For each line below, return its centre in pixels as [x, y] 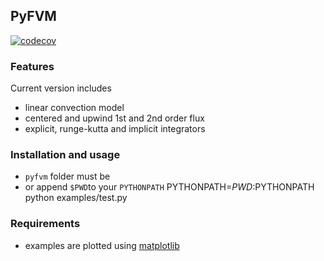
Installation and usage [65, 155]
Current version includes [61, 88]
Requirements [45, 224]
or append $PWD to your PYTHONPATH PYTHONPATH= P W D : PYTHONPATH [169, 187]
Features [32, 66]
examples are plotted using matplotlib [102, 245]
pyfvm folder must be [67, 176]
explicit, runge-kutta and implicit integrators [115, 129]
